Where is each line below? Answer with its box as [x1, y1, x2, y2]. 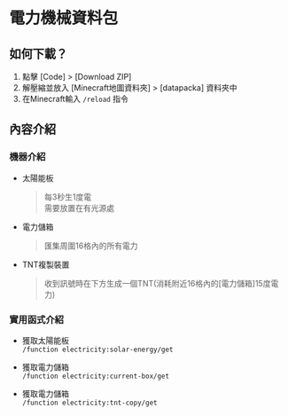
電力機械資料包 [9, 8, 119, 28]
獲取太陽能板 [21, 334, 69, 346]
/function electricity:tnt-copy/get [21, 398, 158, 407]
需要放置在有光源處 [43, 202, 115, 213]
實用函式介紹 [9, 313, 65, 326]
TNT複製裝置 [21, 259, 70, 270]
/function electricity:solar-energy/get [21, 345, 174, 354]
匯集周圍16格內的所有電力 [43, 240, 138, 251]
